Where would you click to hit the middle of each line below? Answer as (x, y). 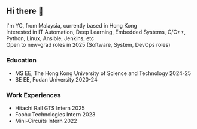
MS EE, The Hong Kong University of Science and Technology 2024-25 (103, 73)
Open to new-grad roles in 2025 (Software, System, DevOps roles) (88, 44)
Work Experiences (34, 95)
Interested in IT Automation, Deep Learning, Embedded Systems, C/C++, (96, 32)
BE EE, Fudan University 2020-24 (56, 80)
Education (22, 60)
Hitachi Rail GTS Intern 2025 (50, 108)
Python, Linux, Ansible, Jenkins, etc (50, 38)
